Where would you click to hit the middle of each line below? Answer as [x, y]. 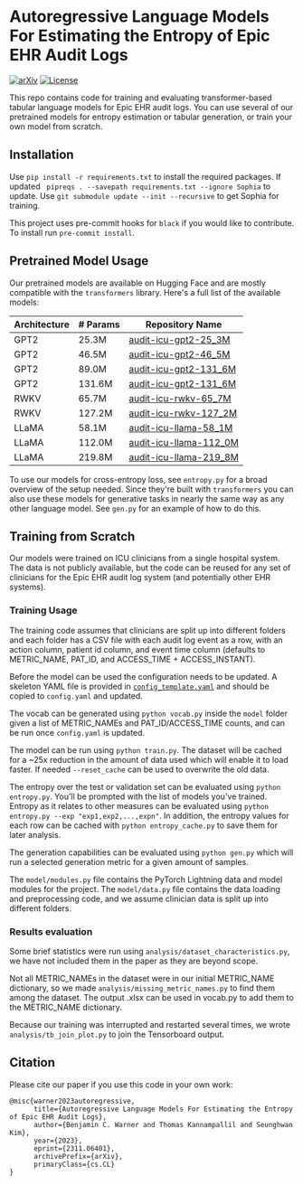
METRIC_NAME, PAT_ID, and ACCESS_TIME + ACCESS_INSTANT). [133, 659]
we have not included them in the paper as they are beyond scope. [134, 961]
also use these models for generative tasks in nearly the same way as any [147, 498]
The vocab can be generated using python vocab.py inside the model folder [148, 713]
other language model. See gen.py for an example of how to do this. [136, 508]
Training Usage [44, 610]
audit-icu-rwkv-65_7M [180, 398]
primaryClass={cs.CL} [74, 1164]
